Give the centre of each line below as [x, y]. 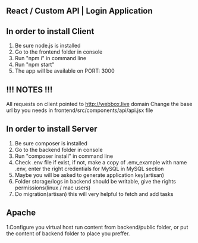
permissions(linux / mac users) [53, 188]
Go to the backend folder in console [59, 149]
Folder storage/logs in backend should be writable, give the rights [95, 181]
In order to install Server [52, 129]
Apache [21, 213]
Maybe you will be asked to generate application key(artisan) [89, 175]
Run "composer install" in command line [64, 156]
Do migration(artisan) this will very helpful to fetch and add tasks [94, 194]
